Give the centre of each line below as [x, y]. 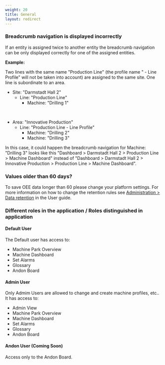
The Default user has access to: [38, 240]
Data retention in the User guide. [38, 198]
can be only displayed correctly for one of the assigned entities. [70, 52]
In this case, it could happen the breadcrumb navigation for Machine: [76, 147]
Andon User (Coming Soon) [34, 346]
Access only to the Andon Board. [39, 357]
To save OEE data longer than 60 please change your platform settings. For [82, 187]
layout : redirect [23, 19]
